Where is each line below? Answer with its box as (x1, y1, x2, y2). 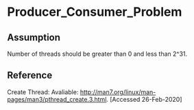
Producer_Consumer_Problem (7, 4, 182, 20)
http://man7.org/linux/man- (80, 87, 156, 96)
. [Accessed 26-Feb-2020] (106, 95, 183, 103)
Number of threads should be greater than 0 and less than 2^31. (7, 49, 188, 58)
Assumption (7, 32, 60, 43)
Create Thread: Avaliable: (7, 87, 79, 96)
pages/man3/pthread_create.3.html (7, 95, 107, 103)
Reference (7, 69, 53, 81)
